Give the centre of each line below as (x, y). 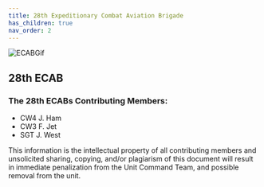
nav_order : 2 (30, 30)
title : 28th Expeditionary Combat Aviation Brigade (96, 16)
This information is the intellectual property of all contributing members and (132, 150)
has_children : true (41, 23)
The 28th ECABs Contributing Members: (88, 100)
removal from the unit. (45, 176)
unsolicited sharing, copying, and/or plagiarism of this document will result (131, 159)
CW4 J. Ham (41, 118)
